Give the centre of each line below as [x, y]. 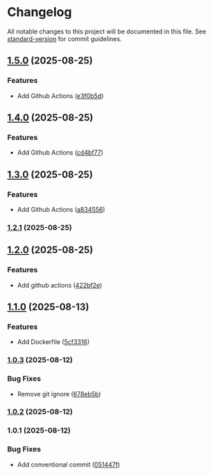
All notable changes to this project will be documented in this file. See [107, 31]
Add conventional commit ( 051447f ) [68, 465]
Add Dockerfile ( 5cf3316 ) [53, 342]
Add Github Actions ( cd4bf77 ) [60, 153]
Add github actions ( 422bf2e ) [60, 285]
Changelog [40, 12]
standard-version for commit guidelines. [65, 38]
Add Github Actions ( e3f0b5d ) [60, 95]
